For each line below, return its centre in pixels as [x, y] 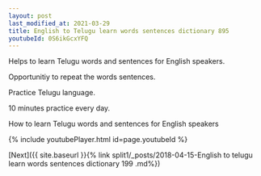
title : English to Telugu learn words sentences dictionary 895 [119, 31]
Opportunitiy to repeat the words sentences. [82, 77]
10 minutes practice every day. [59, 108]
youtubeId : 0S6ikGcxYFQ [48, 38]
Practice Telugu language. [52, 93]
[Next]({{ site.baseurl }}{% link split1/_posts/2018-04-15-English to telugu [130, 155]
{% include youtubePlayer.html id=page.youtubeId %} [98, 140]
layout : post [30, 16]
